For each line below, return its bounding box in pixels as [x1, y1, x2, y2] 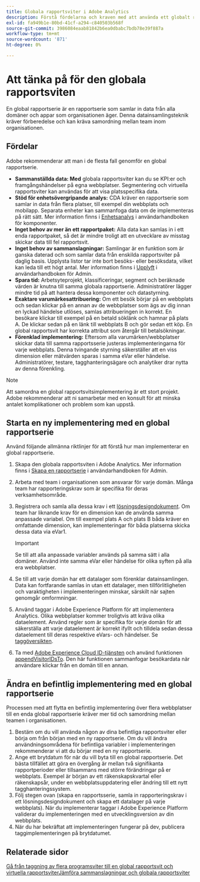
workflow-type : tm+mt [6, 31, 60, 37]
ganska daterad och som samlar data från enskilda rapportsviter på [14, 251, 180, 258]
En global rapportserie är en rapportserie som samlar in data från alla [6, 105, 176, 112]
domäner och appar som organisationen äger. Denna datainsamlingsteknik [6, 111, 189, 119]
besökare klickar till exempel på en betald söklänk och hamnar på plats [14, 314, 189, 322]
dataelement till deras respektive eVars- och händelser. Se [14, 631, 158, 638]
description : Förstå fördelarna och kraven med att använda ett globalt [6, 14, 190, 20]
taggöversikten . [14, 638, 54, 645]
